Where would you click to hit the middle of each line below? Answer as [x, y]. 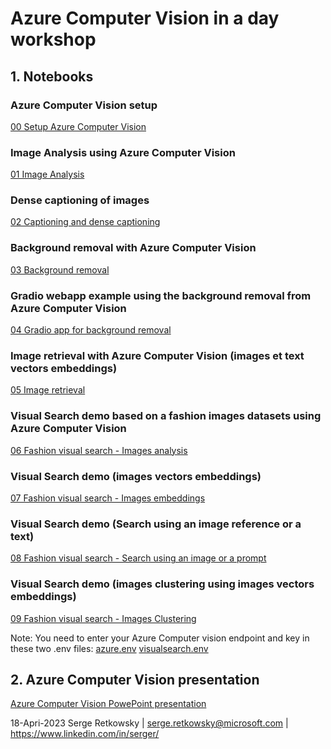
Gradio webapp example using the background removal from [161, 295]
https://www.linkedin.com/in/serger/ [85, 734]
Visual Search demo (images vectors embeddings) [136, 476]
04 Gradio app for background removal [91, 330]
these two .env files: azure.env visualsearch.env [109, 648]
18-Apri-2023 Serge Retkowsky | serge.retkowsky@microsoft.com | [149, 723]
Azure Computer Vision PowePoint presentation [108, 704]
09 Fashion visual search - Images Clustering [103, 618]
